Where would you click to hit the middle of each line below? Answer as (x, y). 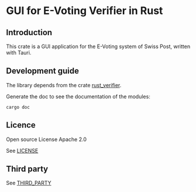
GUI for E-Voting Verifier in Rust (85, 11)
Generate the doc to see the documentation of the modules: (78, 96)
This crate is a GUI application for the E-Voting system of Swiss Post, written (98, 46)
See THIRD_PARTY (29, 183)
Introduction (29, 32)
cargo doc (18, 107)
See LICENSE (22, 150)
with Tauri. (19, 53)
